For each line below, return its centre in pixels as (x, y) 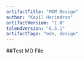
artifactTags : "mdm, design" (42, 34)
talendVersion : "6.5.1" (36, 28)
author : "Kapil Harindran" (40, 17)
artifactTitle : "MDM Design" (42, 12)
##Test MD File (25, 51)
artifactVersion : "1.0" (36, 23)
